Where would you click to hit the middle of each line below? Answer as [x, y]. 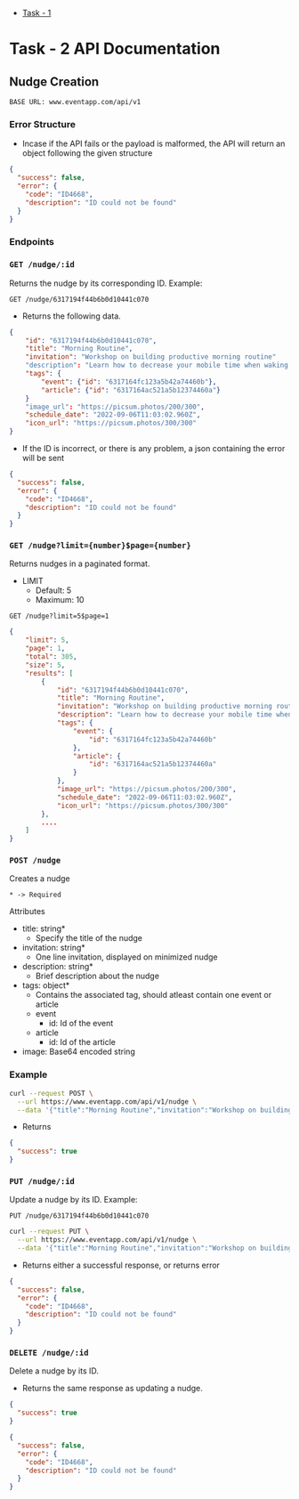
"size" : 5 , [45, 665]
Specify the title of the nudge [89, 938]
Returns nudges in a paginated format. [80, 563]
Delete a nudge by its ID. [54, 1371]
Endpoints [32, 242]
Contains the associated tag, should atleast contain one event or [154, 995]
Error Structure [42, 124]
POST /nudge [35, 861]
